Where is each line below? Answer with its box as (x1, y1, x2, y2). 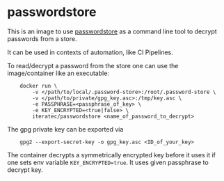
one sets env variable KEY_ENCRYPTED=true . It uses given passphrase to (7, 158, 209, 166)
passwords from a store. (7, 34, 77, 42)
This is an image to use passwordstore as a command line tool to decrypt (7, 27, 217, 36)
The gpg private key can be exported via (7, 125, 124, 133)
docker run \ (19, 82, 58, 89)
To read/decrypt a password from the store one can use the (7, 61, 179, 70)
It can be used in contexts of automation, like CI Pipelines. (7, 48, 174, 56)
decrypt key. (7, 165, 43, 174)
